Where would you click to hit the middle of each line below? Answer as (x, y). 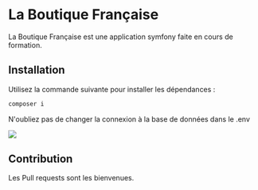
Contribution (41, 159)
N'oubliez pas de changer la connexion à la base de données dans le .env (129, 119)
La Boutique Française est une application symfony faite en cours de (121, 37)
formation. (25, 45)
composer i (26, 104)
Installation (37, 70)
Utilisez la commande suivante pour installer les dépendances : (112, 89)
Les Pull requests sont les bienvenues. (71, 178)
